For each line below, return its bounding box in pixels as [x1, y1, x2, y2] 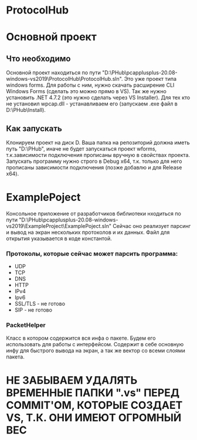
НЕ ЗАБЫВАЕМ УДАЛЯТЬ [6, 373, 138, 387]
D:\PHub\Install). [6, 107, 46, 114]
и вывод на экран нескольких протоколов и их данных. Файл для [6, 228, 170, 236]
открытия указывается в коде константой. [6, 235, 113, 242]
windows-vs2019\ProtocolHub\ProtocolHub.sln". [6, 76, 123, 83]
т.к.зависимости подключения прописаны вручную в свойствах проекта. [6, 152, 191, 158]
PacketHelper [6, 321, 46, 329]
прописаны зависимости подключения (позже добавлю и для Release [6, 164, 182, 170]
